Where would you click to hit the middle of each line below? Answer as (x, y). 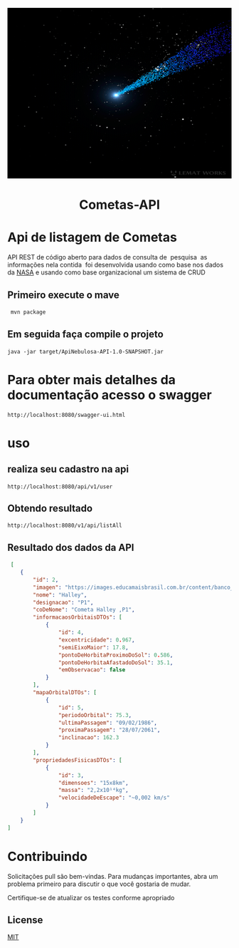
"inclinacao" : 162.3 (89, 738)
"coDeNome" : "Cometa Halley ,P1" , (84, 610)
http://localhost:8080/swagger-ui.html (67, 415)
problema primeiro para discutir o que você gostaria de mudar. (99, 884)
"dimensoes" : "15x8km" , (94, 783)
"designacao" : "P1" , (63, 602)
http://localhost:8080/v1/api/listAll (65, 526)
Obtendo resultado (50, 508)
